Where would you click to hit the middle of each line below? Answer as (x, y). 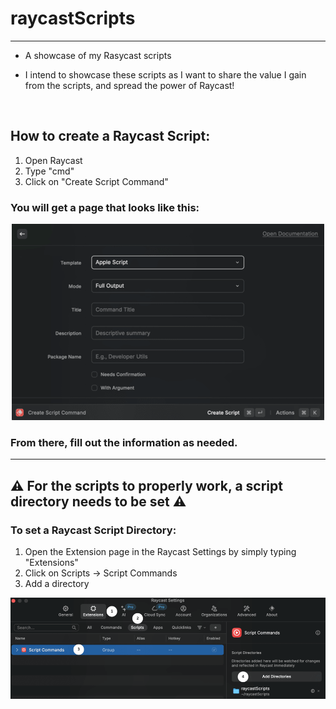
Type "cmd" (49, 171)
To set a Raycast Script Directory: (93, 530)
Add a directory (57, 584)
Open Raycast (53, 160)
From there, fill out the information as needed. (124, 442)
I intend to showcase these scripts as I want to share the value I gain (165, 74)
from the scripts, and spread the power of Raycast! (129, 85)
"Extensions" (51, 563)
